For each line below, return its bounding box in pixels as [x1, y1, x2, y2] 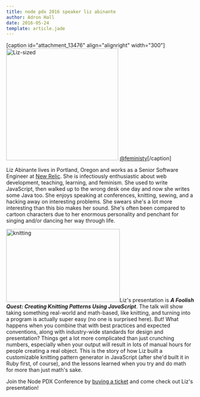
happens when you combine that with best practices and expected [6, 322, 171, 329]
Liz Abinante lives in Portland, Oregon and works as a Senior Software [6, 167, 179, 174]
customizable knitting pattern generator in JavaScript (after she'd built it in [6, 353, 189, 361]
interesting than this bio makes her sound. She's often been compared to [6, 204, 186, 212]
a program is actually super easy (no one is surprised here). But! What [6, 316, 179, 323]
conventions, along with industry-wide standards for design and [6, 328, 164, 336]
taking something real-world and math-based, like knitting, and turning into [6, 309, 191, 316]
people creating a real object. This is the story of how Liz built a [6, 347, 163, 355]
